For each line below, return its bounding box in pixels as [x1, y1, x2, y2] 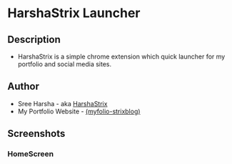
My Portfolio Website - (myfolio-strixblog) [17, 107, 141, 116]
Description [7, 34, 61, 46]
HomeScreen [7, 149, 54, 159]
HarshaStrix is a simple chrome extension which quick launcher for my [17, 52, 226, 61]
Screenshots [7, 128, 66, 140]
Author [7, 81, 39, 93]
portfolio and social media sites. [17, 60, 112, 68]
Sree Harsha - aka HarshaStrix [17, 99, 108, 108]
